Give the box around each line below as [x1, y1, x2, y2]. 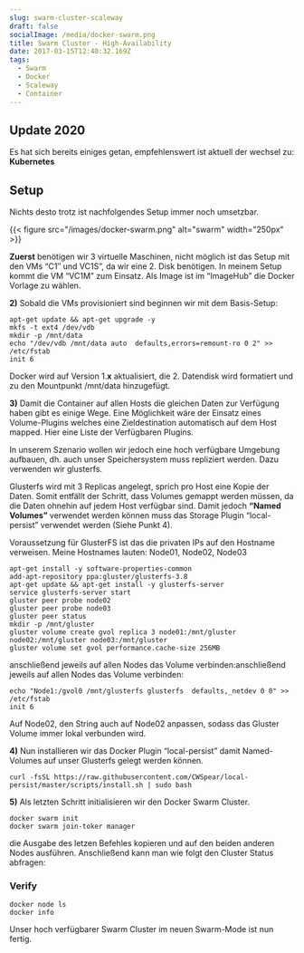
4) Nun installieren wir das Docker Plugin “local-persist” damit [9, 746, 242, 756]
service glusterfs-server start [9, 588, 131, 598]
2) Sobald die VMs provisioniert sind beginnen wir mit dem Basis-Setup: [9, 298, 279, 309]
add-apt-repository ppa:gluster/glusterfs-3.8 [9, 573, 188, 582]
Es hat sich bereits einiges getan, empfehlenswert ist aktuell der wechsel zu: [9, 147, 295, 158]
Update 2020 [9, 122, 86, 138]
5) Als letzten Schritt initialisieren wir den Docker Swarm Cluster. [9, 796, 251, 807]
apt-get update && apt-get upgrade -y [9, 315, 156, 324]
